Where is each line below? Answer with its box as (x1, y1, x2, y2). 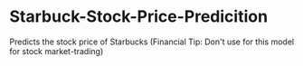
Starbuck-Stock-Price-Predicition (9, 6, 269, 27)
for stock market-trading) (9, 45, 104, 56)
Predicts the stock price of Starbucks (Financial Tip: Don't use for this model (9, 36, 295, 47)
